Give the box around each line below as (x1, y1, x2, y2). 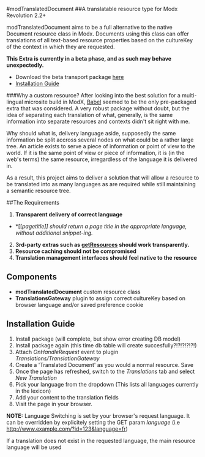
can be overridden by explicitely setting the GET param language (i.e (6, 418, 181, 426)
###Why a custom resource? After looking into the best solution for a (6, 92, 181, 99)
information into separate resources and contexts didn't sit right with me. (6, 118, 190, 125)
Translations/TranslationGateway (15, 355, 100, 362)
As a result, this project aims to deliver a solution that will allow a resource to (6, 174, 199, 181)
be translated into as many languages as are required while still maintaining (6, 181, 196, 187)
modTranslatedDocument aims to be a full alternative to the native (6, 24, 173, 31)
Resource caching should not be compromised (15, 247, 136, 255)
